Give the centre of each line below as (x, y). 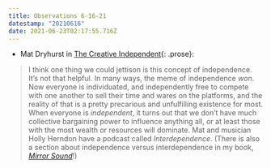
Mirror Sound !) (53, 156)
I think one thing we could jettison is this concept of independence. (140, 70)
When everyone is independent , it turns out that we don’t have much (142, 113)
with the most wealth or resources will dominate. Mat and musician (140, 130)
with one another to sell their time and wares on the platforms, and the (145, 96)
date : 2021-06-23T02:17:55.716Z (63, 31)
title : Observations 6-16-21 (57, 16)
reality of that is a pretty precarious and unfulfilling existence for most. (146, 104)
